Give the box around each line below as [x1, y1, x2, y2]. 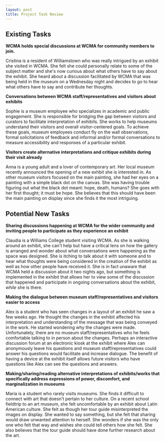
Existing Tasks [5, 30, 51, 38]
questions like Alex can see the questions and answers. [5, 361, 118, 367]
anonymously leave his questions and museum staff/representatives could [5, 346, 157, 351]
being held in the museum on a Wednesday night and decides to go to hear [5, 79, 158, 85]
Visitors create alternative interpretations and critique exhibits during [5, 149, 151, 155]
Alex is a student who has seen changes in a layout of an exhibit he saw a [5, 309, 155, 315]
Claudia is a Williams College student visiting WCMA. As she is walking [5, 237, 150, 244]
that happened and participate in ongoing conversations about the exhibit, [5, 279, 156, 285]
